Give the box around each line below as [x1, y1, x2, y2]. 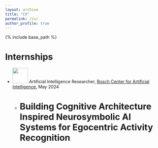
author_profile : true [5, 21, 50, 26]
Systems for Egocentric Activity [19, 122, 154, 133]
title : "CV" [5, 12, 30, 17]
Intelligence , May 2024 [12, 84, 59, 90]
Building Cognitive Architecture [19, 101, 152, 112]
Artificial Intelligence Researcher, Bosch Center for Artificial [29, 79, 150, 85]
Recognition [19, 132, 70, 144]
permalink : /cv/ [5, 16, 38, 21]
